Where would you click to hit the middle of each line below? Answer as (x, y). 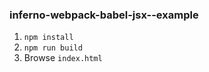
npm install (48, 38)
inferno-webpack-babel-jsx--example (104, 15)
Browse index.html (63, 58)
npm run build (53, 48)
